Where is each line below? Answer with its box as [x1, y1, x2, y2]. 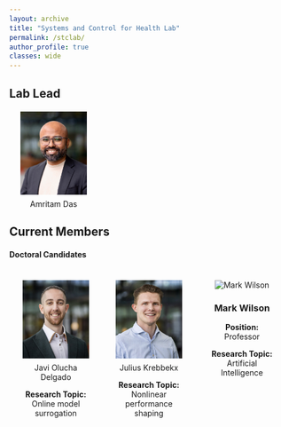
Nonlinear [131, 389, 167, 399]
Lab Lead [9, 85, 61, 101]
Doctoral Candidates [9, 249, 87, 259]
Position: [224, 322, 260, 333]
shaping [134, 407, 164, 418]
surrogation [35, 407, 77, 418]
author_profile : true [9, 43, 90, 51]
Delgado [40, 371, 72, 382]
